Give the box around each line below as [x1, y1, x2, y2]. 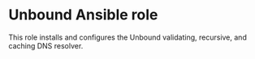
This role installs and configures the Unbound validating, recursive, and [8, 32, 248, 42]
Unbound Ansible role [8, 6, 158, 24]
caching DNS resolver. [8, 40, 84, 50]
